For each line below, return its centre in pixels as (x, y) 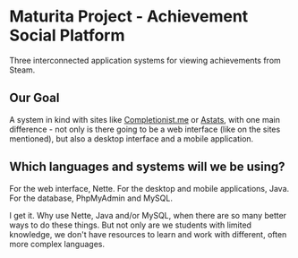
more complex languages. (57, 244)
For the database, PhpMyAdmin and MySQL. (91, 198)
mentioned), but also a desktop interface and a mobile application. (132, 138)
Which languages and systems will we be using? (147, 167)
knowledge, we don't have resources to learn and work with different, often (148, 234)
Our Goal (34, 98)
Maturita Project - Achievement (129, 17)
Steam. (22, 70)
